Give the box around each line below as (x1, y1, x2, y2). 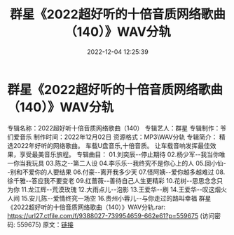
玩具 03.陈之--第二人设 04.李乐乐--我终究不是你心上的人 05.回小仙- (31, 159, 226, 167)
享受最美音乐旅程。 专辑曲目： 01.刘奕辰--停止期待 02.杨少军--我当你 (19, 150, 219, 159)
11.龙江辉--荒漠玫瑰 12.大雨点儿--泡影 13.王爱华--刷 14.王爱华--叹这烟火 (20, 185, 228, 194)
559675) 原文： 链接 (16, 220, 74, 229)
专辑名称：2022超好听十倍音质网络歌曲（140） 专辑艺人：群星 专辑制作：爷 (7, 123, 226, 132)
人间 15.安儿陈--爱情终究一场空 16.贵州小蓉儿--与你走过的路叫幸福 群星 (7, 194, 212, 202)
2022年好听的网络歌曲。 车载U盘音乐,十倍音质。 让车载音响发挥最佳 (13, 141, 210, 149)
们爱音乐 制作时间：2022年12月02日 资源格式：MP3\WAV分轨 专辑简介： (7, 133, 218, 141)
